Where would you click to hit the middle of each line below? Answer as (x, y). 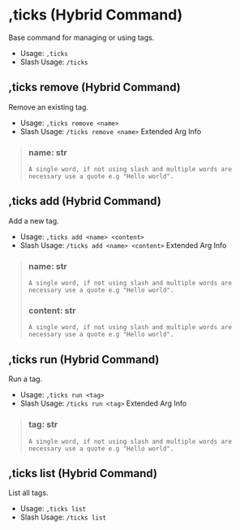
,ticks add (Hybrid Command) (85, 201)
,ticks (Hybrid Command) (96, 15)
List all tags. (28, 493)
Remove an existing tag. (49, 106)
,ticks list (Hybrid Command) (83, 473)
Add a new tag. (34, 220)
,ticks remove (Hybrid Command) (94, 87)
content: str (52, 311)
